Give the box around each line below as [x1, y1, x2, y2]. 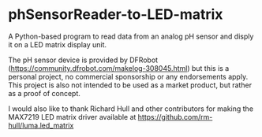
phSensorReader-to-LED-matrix [8, 6, 223, 24]
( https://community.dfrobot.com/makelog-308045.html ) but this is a [8, 63, 230, 72]
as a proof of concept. [8, 88, 81, 98]
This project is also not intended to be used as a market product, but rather [8, 80, 253, 90]
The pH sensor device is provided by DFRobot [8, 55, 159, 65]
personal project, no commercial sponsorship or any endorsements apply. [8, 72, 249, 81]
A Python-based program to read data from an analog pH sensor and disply [8, 31, 254, 41]
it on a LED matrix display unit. [8, 39, 107, 49]
